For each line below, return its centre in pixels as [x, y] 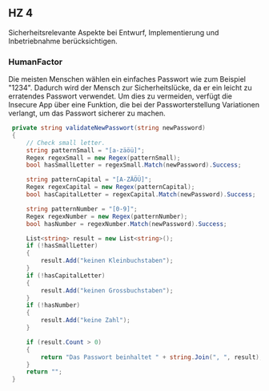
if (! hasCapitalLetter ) [66, 276]
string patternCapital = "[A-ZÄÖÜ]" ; [89, 179]
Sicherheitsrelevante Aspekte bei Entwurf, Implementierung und [114, 32]
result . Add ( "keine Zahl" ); [85, 320]
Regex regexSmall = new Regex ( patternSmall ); [103, 158]
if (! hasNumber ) [53, 305]
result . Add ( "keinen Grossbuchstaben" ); [107, 290]
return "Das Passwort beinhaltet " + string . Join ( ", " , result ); [152, 357]
